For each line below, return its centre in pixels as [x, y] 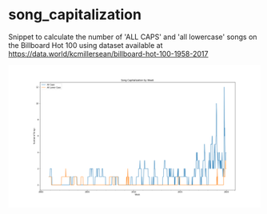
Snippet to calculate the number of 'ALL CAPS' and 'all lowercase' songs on [133, 37]
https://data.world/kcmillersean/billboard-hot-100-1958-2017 [108, 53]
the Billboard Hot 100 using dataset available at [86, 45]
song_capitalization [75, 15]
